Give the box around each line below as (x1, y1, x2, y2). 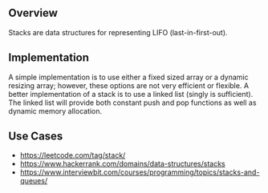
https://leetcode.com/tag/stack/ (19, 151, 126, 160)
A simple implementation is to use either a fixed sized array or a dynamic (8, 72, 249, 82)
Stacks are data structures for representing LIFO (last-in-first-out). (8, 27, 228, 37)
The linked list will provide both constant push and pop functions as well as (8, 98, 257, 107)
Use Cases (8, 130, 63, 143)
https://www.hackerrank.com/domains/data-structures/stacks (19, 159, 226, 169)
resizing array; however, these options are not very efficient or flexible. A (8, 80, 250, 90)
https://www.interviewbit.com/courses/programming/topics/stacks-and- (19, 167, 260, 177)
